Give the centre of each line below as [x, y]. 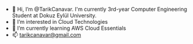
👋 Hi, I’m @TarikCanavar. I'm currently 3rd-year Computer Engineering [100, 9]
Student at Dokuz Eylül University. [54, 15]
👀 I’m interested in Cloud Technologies [60, 22]
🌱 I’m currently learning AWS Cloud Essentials [69, 28]
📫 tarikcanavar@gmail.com [46, 35]
